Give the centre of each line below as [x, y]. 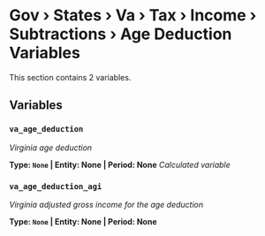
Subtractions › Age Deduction [121, 34]
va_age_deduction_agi [56, 186]
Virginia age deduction [51, 148]
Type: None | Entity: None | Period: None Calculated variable [120, 164]
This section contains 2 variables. [70, 77]
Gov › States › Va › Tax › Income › [133, 15]
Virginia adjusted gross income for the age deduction [106, 204]
